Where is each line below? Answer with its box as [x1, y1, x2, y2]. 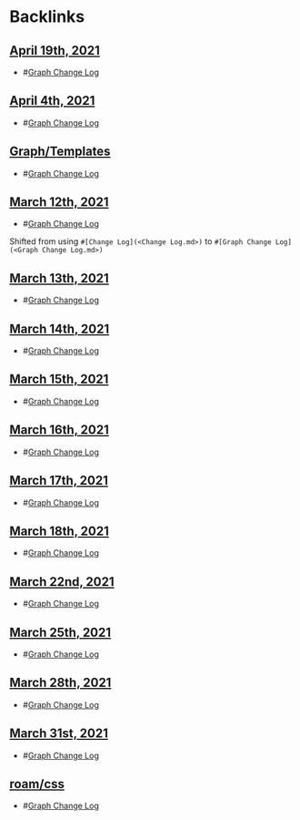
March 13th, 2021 [9, 271, 109, 286]
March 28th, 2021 [9, 675, 112, 691]
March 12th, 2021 [9, 194, 109, 210]
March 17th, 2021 [9, 473, 109, 488]
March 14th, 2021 [9, 321, 110, 336]
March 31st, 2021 [9, 726, 109, 742]
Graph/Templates [9, 144, 111, 159]
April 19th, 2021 [9, 43, 100, 58]
